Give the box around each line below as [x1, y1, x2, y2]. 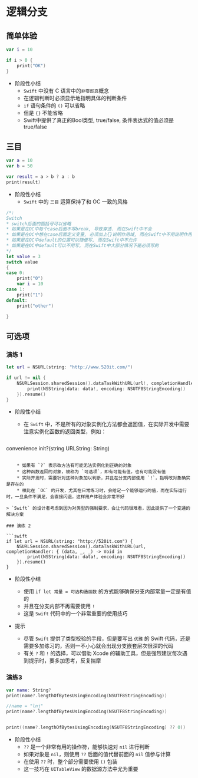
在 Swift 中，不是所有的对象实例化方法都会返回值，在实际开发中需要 [23, 421, 190, 428]
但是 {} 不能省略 [23, 109, 63, 116]
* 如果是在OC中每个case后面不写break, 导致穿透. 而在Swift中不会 [6, 226, 152, 232]
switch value [6, 259, 38, 265]
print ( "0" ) [16, 275, 44, 282]
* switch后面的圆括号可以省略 [6, 220, 72, 227]
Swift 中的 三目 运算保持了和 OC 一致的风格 [23, 198, 128, 205]
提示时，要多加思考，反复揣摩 [28, 657, 101, 664]
